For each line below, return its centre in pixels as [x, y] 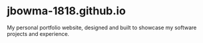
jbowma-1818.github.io [67, 11]
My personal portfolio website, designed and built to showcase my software [102, 27]
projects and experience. [38, 33]
